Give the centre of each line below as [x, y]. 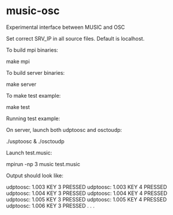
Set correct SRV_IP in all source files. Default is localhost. [75, 38]
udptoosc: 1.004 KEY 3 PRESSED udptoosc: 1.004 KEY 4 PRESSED [87, 193]
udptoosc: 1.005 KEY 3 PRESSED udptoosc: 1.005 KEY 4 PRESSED [86, 199]
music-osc [33, 11]
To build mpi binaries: [32, 50]
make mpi [18, 61]
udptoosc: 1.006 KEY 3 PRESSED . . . [51, 206]
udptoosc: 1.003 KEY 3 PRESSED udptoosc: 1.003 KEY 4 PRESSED [86, 187]
